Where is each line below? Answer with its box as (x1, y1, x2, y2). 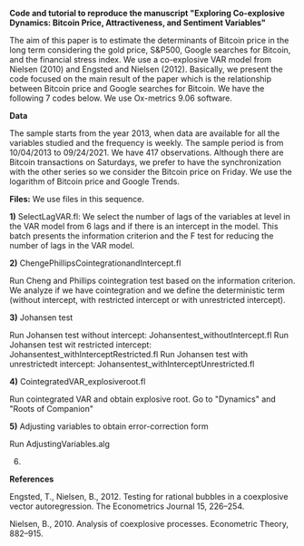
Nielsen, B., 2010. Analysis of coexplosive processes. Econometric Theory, (9, 519, 289, 529)
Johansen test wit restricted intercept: (9, 339, 152, 350)
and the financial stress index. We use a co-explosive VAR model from (9, 54, 272, 64)
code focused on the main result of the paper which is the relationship (9, 73, 272, 84)
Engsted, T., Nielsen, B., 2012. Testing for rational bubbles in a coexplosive (9, 492, 289, 502)
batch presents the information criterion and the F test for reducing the (9, 230, 274, 241)
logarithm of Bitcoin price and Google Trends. (9, 176, 180, 187)
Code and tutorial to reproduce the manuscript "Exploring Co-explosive (9, 8, 286, 18)
